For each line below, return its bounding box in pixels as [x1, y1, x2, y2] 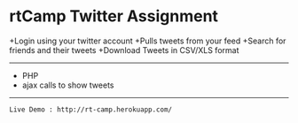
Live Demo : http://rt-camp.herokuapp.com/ [9, 104, 173, 114]
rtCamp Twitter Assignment [9, 6, 219, 27]
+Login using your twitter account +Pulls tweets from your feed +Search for [9, 35, 286, 46]
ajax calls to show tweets [21, 80, 114, 90]
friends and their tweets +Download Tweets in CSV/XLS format [9, 44, 239, 55]
